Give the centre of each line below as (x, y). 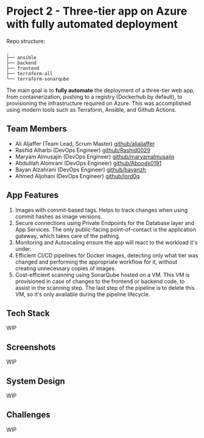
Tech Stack (28, 313)
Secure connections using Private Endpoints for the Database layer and (105, 223)
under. (23, 249)
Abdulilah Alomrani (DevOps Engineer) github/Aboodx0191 (88, 163)
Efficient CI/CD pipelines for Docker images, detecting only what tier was (107, 255)
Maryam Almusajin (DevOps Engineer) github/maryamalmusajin (95, 156)
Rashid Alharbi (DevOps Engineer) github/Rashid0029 (83, 150)
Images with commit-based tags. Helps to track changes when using (101, 210)
